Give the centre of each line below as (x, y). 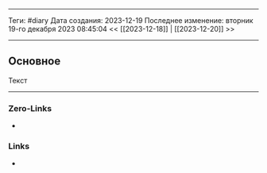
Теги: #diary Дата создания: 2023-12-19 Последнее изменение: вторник (131, 20)
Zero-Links (30, 108)
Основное (35, 62)
